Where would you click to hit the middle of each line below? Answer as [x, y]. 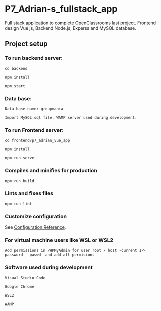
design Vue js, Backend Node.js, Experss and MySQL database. [71, 28]
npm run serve [20, 158]
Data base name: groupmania [34, 109]
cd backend [16, 68]
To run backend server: [34, 58]
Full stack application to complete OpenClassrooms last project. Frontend [81, 23]
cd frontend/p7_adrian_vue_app [38, 141]
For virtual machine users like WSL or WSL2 [59, 240]
